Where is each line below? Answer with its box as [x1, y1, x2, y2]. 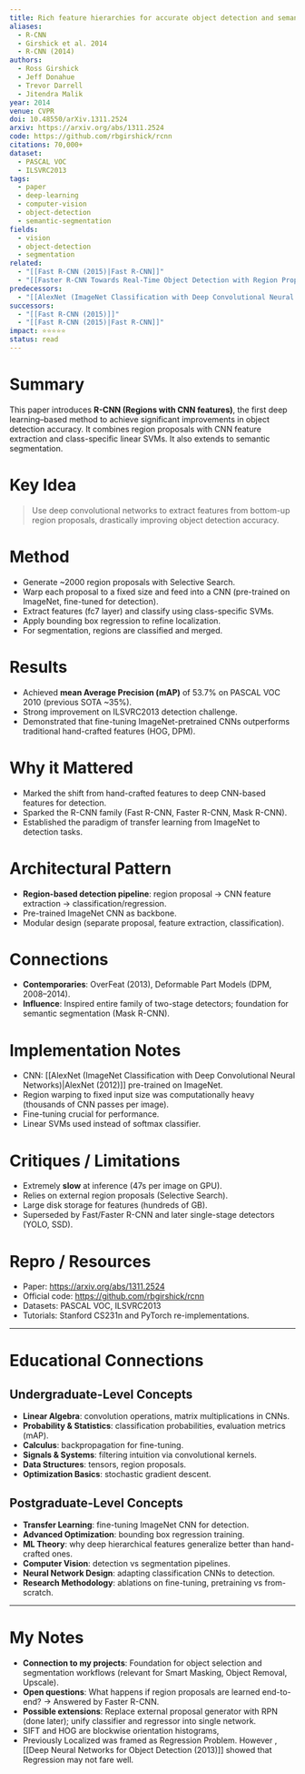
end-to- [261, 1687, 291, 1698]
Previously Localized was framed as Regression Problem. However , [22, 1735, 278, 1746]
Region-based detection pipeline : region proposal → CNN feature [22, 888, 271, 899]
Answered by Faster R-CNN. [53, 1697, 160, 1707]
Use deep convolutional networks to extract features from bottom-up [31, 504, 290, 515]
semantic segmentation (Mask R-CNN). [22, 1008, 171, 1019]
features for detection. [22, 797, 107, 808]
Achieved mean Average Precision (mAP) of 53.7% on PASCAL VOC [22, 686, 281, 697]
